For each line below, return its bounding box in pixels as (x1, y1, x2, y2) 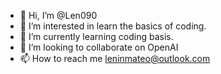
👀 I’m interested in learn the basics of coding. (19, 20, 207, 32)
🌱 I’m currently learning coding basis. (19, 31, 174, 42)
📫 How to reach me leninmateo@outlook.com (19, 53, 211, 64)
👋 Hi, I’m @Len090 (19, 10, 98, 21)
